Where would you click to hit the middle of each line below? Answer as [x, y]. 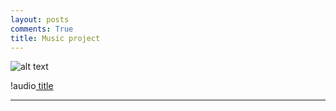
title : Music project [55, 38]
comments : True [42, 29]
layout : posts [40, 19]
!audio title [32, 86]
